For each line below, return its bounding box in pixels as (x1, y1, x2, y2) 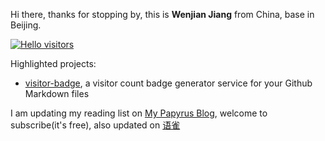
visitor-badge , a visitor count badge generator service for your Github (24, 77, 313, 89)
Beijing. (10, 19, 42, 31)
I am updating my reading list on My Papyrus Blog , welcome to (10, 107, 268, 119)
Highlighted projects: (10, 58, 97, 69)
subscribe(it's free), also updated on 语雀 (10, 119, 181, 131)
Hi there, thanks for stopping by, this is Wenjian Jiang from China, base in (10, 9, 315, 20)
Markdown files (24, 88, 90, 99)
